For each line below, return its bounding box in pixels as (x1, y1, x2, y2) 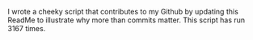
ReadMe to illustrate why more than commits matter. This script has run (7, 15, 246, 25)
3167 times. (7, 24, 46, 33)
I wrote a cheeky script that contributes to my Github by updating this (7, 7, 239, 16)
